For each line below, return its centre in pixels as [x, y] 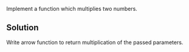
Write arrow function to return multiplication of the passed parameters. [95, 42]
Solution [22, 28]
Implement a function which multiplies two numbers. [72, 9]
